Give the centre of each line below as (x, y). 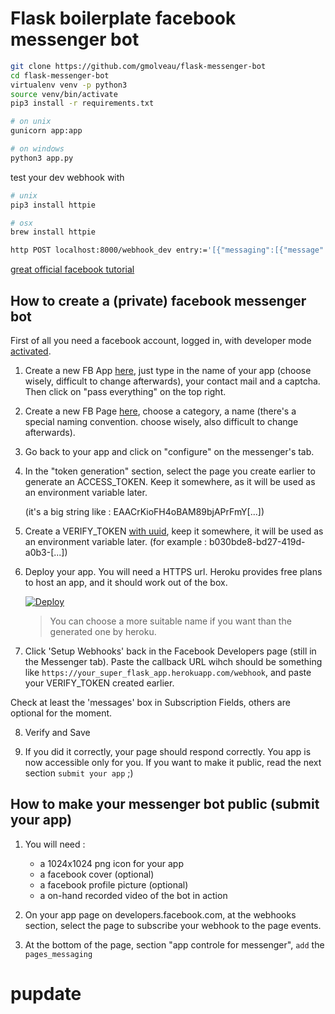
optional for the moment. (61, 713)
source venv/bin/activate (64, 94)
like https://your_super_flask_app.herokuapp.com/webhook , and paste (168, 672)
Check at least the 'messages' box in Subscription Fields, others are (150, 702)
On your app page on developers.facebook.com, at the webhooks (160, 914)
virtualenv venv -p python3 (69, 85)
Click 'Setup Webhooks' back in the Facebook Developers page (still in (170, 651)
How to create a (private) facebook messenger (158, 300)
